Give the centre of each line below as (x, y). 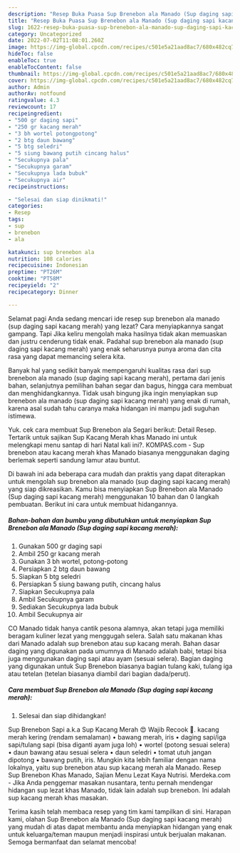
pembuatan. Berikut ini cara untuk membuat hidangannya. (93, 504)
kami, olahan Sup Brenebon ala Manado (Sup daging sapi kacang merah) (115, 819)
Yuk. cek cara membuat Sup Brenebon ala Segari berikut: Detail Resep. (112, 430)
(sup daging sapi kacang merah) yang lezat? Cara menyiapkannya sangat (116, 326)
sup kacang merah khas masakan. (58, 797)
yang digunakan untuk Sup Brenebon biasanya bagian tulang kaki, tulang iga (120, 666)
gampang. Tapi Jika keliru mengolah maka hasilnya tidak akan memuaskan (118, 333)
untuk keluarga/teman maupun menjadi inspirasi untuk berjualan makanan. (118, 834)
